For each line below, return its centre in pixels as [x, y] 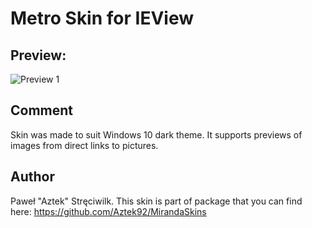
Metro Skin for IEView [102, 18]
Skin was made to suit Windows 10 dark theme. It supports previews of [156, 134]
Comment [42, 110]
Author [32, 177]
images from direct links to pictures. [84, 145]
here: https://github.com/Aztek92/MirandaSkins [108, 211]
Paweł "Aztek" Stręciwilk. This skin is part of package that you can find [156, 201]
